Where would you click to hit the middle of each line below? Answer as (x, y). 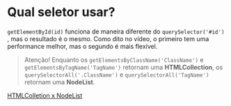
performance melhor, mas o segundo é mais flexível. (82, 46)
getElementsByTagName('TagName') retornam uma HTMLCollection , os (124, 67)
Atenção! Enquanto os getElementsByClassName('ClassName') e (114, 59)
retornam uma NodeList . (59, 82)
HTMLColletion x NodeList (45, 96)
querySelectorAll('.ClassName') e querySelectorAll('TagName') (117, 75)
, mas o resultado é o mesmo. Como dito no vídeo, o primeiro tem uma (108, 38)
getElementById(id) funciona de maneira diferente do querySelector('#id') (116, 31)
